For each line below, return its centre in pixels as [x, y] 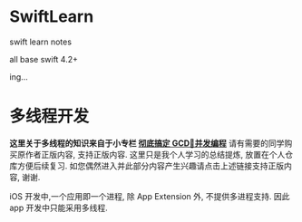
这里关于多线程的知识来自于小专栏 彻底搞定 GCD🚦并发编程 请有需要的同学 [147, 143]
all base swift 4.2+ [44, 59]
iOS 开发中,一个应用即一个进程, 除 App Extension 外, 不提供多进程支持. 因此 [150, 196]
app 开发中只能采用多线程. [58, 208]
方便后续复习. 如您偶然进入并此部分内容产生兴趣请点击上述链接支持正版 [150, 166]
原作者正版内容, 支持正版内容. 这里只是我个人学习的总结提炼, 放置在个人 [151, 154]
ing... [19, 77]
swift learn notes [41, 42]
